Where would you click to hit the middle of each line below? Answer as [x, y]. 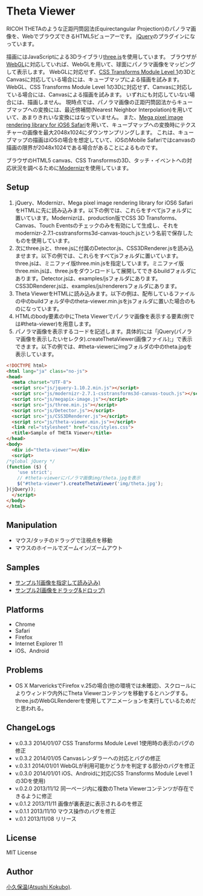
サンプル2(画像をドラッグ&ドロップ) [60, 590]
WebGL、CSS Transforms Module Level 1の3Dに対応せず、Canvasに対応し [99, 87]
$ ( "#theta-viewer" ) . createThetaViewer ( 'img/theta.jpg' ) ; [90, 484]
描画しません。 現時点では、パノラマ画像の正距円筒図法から [102, 102]
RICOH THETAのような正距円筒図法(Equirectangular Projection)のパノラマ [99, 28]
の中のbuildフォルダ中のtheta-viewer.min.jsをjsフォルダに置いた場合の [102, 301]
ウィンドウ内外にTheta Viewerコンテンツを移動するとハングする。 [108, 693]
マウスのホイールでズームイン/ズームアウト [69, 548]
